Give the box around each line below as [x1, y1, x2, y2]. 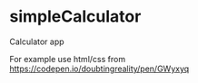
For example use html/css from [9, 53, 125, 64]
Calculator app [9, 36, 65, 47]
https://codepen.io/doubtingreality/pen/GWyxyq [9, 63, 190, 74]
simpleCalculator [9, 6, 142, 27]
